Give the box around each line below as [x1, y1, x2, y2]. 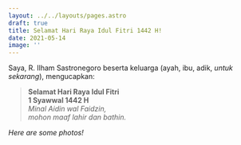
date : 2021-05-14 [8, 33, 66, 42]
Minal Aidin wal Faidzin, [27, 104, 107, 114]
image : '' [8, 41, 41, 49]
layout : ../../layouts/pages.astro [8, 11, 127, 20]
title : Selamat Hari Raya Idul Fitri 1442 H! [8, 26, 162, 34]
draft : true [8, 19, 48, 27]
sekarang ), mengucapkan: [8, 72, 95, 81]
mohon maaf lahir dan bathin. [27, 112, 126, 122]
